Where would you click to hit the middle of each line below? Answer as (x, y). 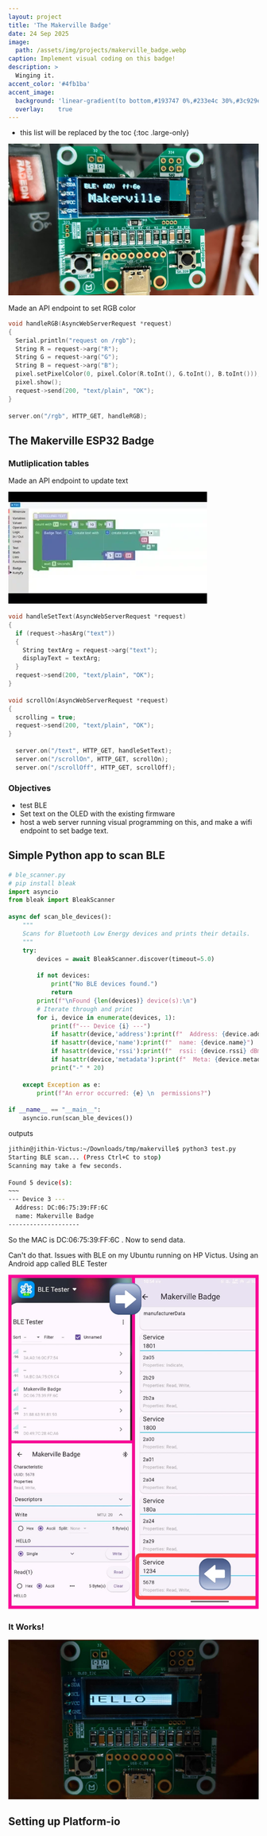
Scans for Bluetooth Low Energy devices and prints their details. (136, 934)
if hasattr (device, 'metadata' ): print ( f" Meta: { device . (147, 1060)
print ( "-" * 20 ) (77, 1068)
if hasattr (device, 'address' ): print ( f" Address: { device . (150, 1034)
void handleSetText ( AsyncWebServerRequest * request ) (97, 617)
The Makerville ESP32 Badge (81, 440)
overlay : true (44, 109)
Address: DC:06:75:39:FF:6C (62, 1208)
